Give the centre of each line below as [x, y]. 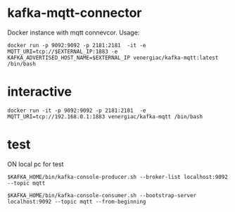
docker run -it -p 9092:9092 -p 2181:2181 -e [77, 111]
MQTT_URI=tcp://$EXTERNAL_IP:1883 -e [63, 51]
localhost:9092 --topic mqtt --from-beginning [77, 201]
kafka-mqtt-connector [75, 13]
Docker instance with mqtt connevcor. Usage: [74, 32]
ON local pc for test [36, 164]
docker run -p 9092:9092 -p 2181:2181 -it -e [77, 45]
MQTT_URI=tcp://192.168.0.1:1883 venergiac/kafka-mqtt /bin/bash [105, 117]
